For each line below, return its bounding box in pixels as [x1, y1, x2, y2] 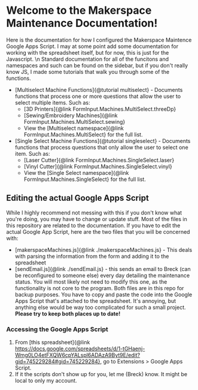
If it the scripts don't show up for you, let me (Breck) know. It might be [14, 371, 187, 378]
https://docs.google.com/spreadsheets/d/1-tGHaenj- [14, 345, 145, 352]
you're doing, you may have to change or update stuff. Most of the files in [6, 215, 187, 222]
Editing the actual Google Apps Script [6, 193, 150, 203]
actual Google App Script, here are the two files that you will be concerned [6, 228, 190, 235]
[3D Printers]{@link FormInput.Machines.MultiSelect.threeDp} [23, 105, 176, 112]
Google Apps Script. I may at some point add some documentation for [6, 43, 178, 50]
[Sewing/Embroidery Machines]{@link [23, 112, 118, 119]
